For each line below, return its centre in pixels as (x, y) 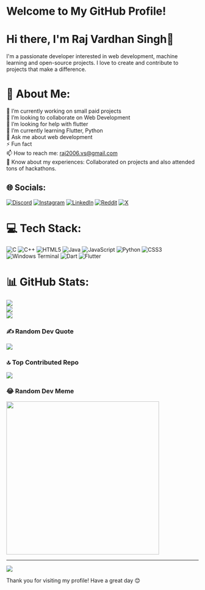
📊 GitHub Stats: (48, 282)
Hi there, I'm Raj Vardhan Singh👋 (90, 40)
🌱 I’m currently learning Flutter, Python (55, 130)
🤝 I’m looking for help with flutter (47, 124)
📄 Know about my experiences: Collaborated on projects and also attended (101, 162)
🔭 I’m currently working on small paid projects (64, 111)
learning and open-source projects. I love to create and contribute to (92, 63)
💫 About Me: (38, 94)
